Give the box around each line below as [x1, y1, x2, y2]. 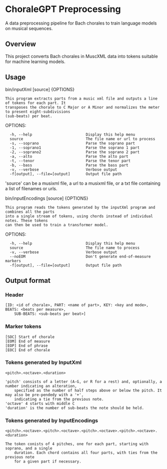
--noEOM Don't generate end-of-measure [9, 254, 151, 259]
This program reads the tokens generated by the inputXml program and [5, 205, 155, 210]
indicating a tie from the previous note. [14, 396, 104, 401]
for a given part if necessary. [14, 459, 81, 464]
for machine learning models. [5, 59, 66, 65]
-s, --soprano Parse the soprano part [9, 141, 135, 146]
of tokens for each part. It [5, 100, 66, 106]
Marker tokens [5, 323, 41, 330]
